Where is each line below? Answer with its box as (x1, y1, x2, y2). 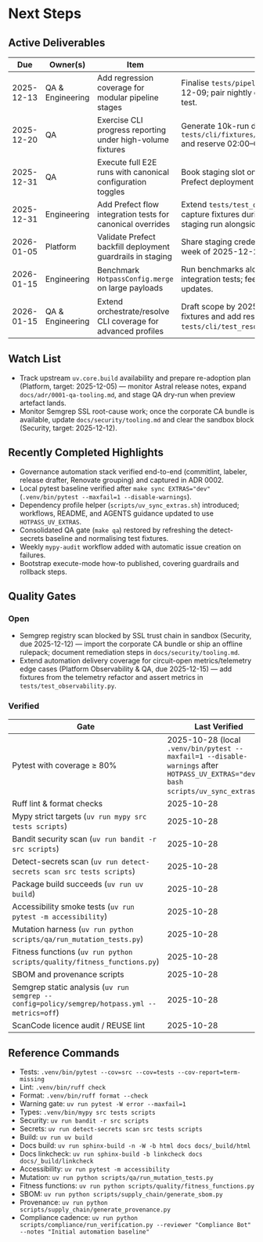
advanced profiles (97, 326, 164, 336)
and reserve (181, 138, 225, 149)
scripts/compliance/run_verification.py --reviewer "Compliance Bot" (19, 1222, 252, 1229)
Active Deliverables (8, 36, 106, 49)
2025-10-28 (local (167, 734, 241, 745)
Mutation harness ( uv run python (12, 923, 135, 934)
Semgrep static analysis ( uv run (12, 981, 129, 992)
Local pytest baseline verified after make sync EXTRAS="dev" (19, 484, 211, 493)
